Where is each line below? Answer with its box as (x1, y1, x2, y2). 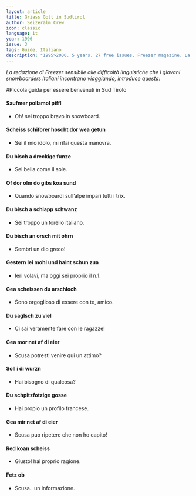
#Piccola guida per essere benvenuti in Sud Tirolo (6, 86, 127, 93)
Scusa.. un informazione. (14, 484, 75, 491)
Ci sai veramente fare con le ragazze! (14, 325, 106, 332)
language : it (6, 31, 38, 36)
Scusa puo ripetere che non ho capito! (14, 431, 107, 438)
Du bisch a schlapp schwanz (6, 206, 77, 213)
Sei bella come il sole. (14, 166, 67, 173)
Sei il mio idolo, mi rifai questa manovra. (14, 139, 111, 147)
